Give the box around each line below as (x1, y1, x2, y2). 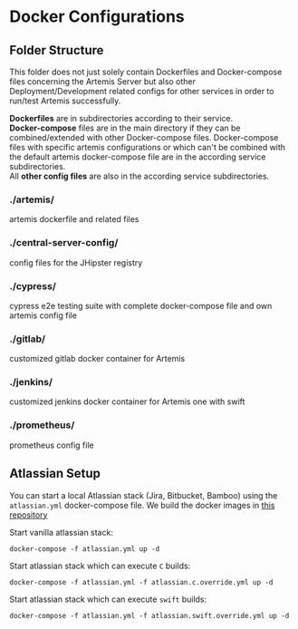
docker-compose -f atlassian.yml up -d (9, 544, 160, 554)
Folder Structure (9, 43, 104, 58)
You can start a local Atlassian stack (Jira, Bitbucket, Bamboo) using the (9, 489, 278, 500)
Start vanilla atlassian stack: (9, 527, 113, 537)
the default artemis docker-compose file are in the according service (9, 151, 266, 162)
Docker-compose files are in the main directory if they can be (9, 122, 241, 133)
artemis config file (9, 310, 77, 321)
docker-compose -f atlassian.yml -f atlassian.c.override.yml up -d (9, 577, 274, 586)
